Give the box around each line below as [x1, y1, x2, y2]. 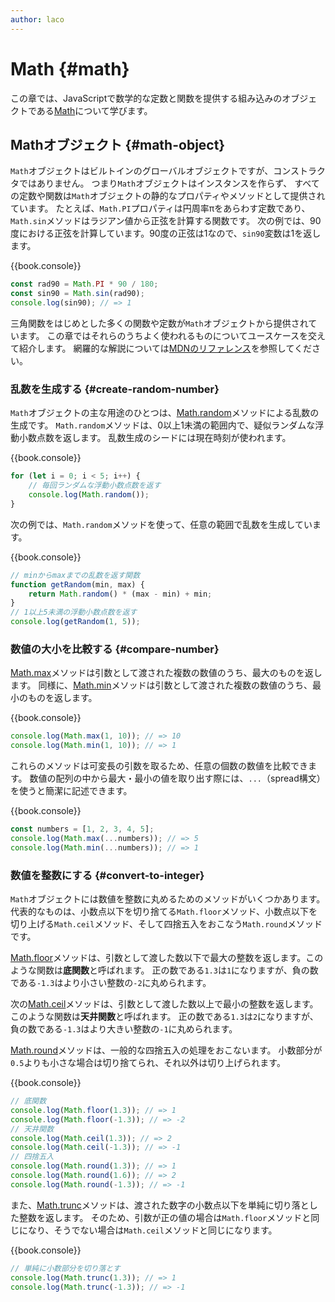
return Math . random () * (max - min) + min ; [28, 589, 213, 599]
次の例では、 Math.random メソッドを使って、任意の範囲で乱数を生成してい [10, 518, 313, 530]
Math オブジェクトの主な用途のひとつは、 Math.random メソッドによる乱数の [10, 407, 320, 419]
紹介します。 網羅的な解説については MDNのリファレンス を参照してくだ [18, 342, 313, 354]
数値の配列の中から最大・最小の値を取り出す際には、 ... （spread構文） [29, 772, 326, 785]
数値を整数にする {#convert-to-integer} [10, 868, 205, 882]
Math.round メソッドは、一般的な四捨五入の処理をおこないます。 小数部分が [10, 1044, 323, 1056]
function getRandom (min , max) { [10, 579, 145, 590]
